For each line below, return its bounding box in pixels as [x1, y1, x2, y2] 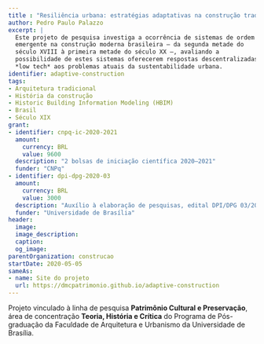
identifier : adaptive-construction [8, 70, 125, 78]
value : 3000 [22, 194, 61, 202]
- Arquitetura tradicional [8, 84, 97, 93]
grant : [8, 121, 30, 129]
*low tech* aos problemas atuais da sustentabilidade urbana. [15, 63, 223, 71]
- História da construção [8, 92, 93, 100]
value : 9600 [22, 150, 61, 158]
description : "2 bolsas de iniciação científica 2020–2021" [15, 158, 216, 166]
